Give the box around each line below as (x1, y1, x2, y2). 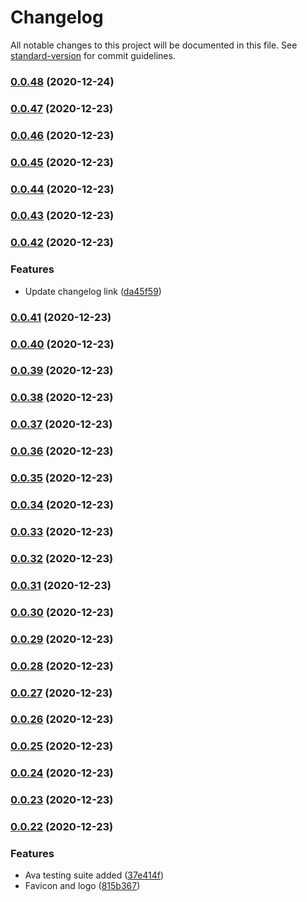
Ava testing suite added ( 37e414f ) (24, 869, 165, 881)
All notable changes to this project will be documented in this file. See (10, 39, 298, 51)
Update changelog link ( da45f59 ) (24, 285, 162, 297)
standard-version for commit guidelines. (10, 49, 176, 61)
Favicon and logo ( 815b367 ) (24, 880, 141, 892)
